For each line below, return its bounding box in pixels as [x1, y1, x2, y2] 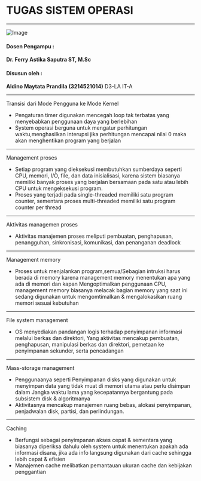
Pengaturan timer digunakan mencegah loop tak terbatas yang [14, 112, 169, 119]
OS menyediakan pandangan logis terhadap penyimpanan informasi [14, 328, 182, 335]
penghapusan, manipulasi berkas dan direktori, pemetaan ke [14, 341, 165, 348]
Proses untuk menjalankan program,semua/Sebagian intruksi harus [14, 268, 181, 275]
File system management [6, 317, 68, 324]
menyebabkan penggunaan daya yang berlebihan [14, 118, 138, 125]
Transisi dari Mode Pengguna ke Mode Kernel [6, 100, 119, 108]
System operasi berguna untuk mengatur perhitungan [14, 124, 148, 131]
